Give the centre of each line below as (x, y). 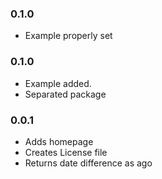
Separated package (65, 94)
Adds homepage (59, 141)
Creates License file (66, 152)
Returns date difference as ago (88, 163)
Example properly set (68, 36)
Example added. (58, 83)
